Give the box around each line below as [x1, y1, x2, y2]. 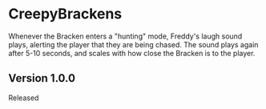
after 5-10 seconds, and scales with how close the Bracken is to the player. [8, 48, 256, 58]
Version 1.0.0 [8, 71, 76, 85]
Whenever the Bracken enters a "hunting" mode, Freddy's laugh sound [8, 31, 243, 41]
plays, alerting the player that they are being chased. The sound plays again [8, 39, 259, 49]
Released [8, 93, 39, 103]
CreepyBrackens [8, 5, 123, 23]
